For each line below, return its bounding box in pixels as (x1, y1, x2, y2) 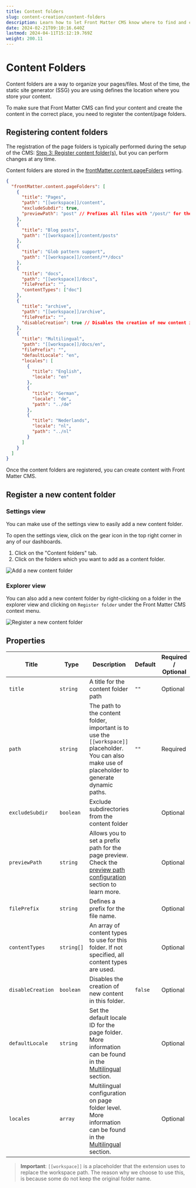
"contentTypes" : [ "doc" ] (21, 287, 82, 293)
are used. (89, 965, 115, 974)
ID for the (89, 1021, 115, 1029)
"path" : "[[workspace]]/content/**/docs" (21, 254, 124, 260)
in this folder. (89, 997, 125, 1005)
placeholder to (89, 766, 129, 774)
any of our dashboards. (6, 538, 62, 545)
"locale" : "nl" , (32, 423, 72, 429)
